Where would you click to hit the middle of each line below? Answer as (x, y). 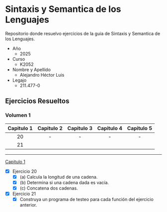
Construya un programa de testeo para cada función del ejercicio (87, 199)
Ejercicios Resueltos (37, 101)
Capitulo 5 (140, 128)
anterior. (28, 205)
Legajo (19, 80)
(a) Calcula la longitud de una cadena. (59, 177)
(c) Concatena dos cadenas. (49, 188)
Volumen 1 (18, 115)
